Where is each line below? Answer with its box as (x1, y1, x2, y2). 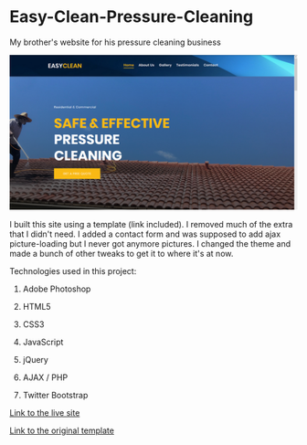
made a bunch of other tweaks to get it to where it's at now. (9, 249, 234, 260)
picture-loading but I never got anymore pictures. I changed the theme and (9, 238, 291, 249)
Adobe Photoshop (22, 283, 91, 294)
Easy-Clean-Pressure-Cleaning (9, 6, 254, 27)
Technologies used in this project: (9, 266, 137, 277)
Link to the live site (9, 408, 80, 419)
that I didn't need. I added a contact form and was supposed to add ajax (9, 228, 281, 239)
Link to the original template (9, 425, 114, 436)
